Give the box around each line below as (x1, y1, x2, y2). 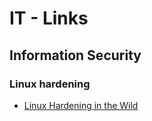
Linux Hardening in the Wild (23, 99, 139, 111)
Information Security (9, 47, 142, 64)
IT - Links (9, 7, 89, 30)
